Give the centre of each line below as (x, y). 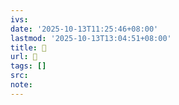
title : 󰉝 (28, 47)
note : (21, 85)
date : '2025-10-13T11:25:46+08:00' (84, 29)
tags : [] (28, 66)
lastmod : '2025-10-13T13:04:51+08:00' (91, 38)
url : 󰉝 (24, 57)
